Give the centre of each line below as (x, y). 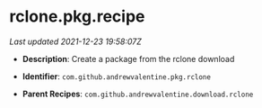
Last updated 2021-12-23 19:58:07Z (75, 41)
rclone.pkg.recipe (77, 17)
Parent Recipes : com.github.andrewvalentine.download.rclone (138, 94)
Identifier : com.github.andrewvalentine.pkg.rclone (116, 76)
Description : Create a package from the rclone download (128, 58)
